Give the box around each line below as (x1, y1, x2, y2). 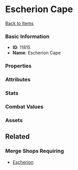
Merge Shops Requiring (5, 148, 64, 155)
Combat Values (5, 103, 44, 110)
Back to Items (5, 20, 34, 26)
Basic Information (5, 33, 50, 40)
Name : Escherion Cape (12, 50, 61, 56)
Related (5, 133, 30, 141)
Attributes (5, 76, 31, 83)
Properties (5, 62, 32, 69)
